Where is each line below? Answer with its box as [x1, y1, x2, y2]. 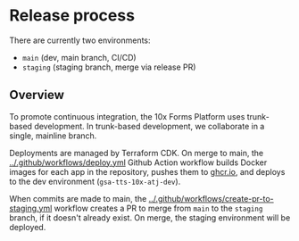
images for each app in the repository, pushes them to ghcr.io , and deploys [9, 166, 286, 177]
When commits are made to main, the [9, 193, 147, 204]
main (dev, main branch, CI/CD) [21, 52, 137, 62]
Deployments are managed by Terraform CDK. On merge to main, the [9, 147, 264, 158]
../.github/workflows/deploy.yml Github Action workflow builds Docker [9, 157, 268, 168]
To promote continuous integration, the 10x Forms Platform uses [9, 111, 245, 121]
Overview [9, 87, 65, 103]
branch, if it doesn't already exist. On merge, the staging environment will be [9, 212, 291, 223]
